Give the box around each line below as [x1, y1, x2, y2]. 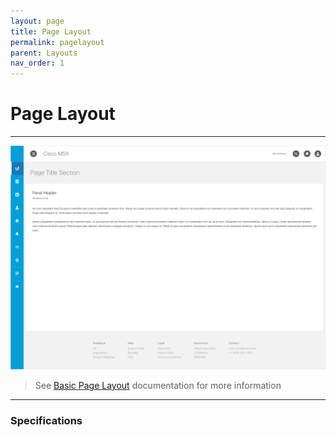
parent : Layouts [10, 48, 78, 58]
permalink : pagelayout [10, 37, 105, 47]
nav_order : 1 [10, 58, 65, 69]
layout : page [10, 16, 65, 26]
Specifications [10, 414, 83, 428]
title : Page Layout [10, 26, 92, 37]
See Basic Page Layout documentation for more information [34, 380, 282, 392]
